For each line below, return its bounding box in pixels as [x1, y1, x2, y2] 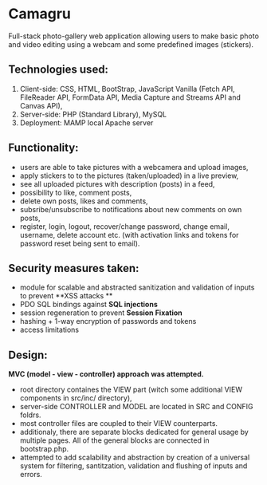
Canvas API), [19, 101, 63, 110]
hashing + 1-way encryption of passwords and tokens [19, 317, 197, 326]
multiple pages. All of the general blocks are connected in [19, 436, 210, 445]
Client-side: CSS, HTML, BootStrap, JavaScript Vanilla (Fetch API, [19, 84, 235, 93]
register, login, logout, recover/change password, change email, [19, 221, 230, 231]
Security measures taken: [8, 261, 139, 275]
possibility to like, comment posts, [19, 187, 132, 197]
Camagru [8, 5, 72, 23]
